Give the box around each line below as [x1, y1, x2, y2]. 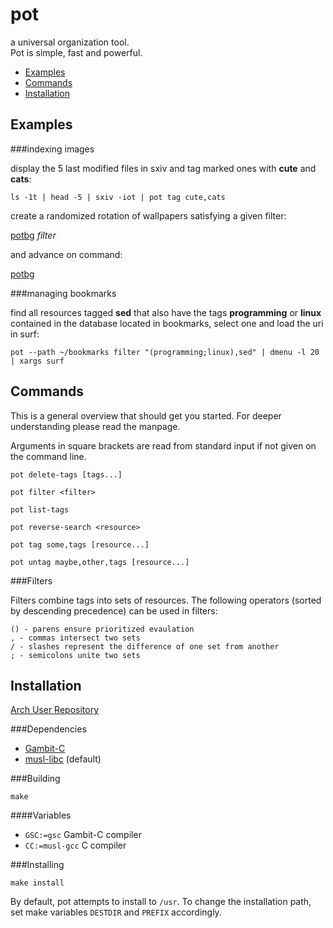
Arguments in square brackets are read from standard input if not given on [10, 439, 317, 452]
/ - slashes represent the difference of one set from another [10, 641, 280, 652]
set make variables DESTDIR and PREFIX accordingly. [10, 906, 222, 918]
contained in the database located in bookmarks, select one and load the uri [10, 317, 324, 329]
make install [10, 878, 65, 888]
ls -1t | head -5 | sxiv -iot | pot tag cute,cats [10, 192, 226, 202]
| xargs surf [10, 356, 65, 366]
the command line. [10, 450, 87, 462]
